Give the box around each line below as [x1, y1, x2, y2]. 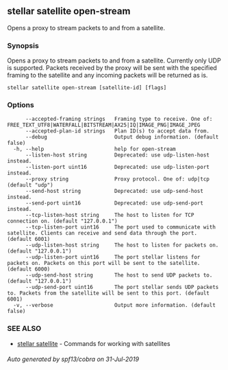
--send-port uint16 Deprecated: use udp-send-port [25, 200, 204, 207]
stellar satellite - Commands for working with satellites [16, 339, 170, 347]
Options [7, 100, 34, 110]
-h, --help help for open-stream [13, 146, 176, 153]
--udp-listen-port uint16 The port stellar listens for [25, 254, 201, 261]
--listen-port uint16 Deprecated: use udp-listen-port [25, 164, 210, 171]
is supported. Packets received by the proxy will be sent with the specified [7, 64, 217, 72]
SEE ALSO [7, 324, 42, 334]
